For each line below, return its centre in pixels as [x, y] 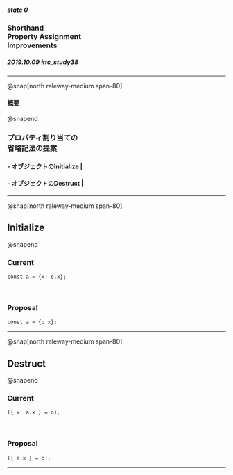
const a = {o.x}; [32, 322]
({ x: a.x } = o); [34, 413]
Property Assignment [44, 36]
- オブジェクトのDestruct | [45, 184]
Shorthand [26, 28]
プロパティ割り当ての [43, 138]
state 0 [18, 10]
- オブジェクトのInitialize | [45, 166]
